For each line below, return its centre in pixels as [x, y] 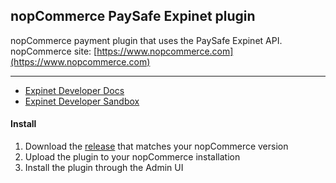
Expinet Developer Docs [74, 90]
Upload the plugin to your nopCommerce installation [132, 157]
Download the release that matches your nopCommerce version [156, 146]
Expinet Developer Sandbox [82, 101]
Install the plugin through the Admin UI [104, 168]
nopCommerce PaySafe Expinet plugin [133, 16]
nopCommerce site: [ [54, 51]
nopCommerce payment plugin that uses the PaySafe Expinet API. [146, 40]
